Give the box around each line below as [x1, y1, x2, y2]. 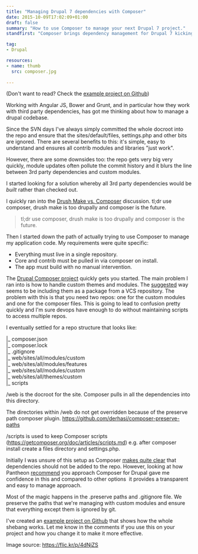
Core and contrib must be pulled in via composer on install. [14, 257, 159, 264]
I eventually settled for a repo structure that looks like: [6, 324, 137, 331]
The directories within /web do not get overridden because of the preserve [6, 409, 188, 416]
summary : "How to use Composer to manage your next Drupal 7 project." [6, 25, 186, 31]
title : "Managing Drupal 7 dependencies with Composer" [6, 8, 146, 15]
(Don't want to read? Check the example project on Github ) [6, 90, 150, 98]
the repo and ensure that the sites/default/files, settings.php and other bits [6, 132, 187, 139]
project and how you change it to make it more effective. [6, 530, 143, 537]
